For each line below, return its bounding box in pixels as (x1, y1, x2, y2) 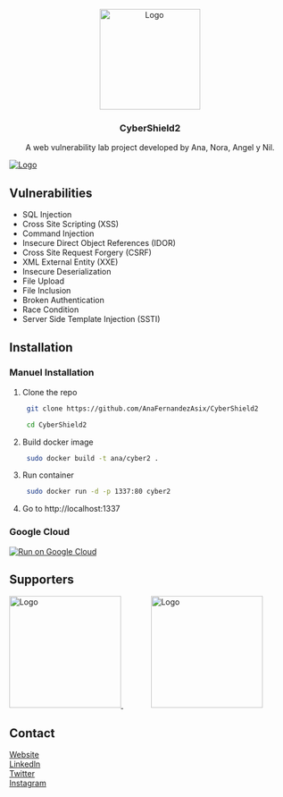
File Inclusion (21, 285, 71, 296)
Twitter (9, 768, 36, 779)
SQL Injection (21, 209, 72, 220)
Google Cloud (9, 526, 70, 538)
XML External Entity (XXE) (21, 257, 119, 267)
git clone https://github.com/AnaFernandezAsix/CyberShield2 (26, 403, 259, 413)
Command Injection (21, 228, 95, 239)
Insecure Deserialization (21, 267, 112, 277)
